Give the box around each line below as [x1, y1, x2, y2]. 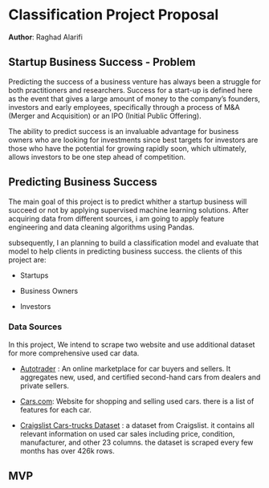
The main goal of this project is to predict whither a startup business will [8, 197, 247, 206]
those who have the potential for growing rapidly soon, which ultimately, [8, 143, 247, 153]
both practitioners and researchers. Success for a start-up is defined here [8, 85, 253, 95]
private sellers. [19, 380, 70, 390]
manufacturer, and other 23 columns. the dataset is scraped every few [19, 437, 254, 447]
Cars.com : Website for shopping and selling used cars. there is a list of [19, 396, 255, 406]
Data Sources [8, 321, 63, 332]
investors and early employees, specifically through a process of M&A [8, 102, 241, 112]
